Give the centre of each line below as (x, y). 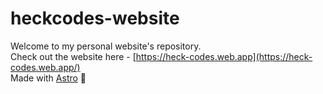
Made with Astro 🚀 (48, 78)
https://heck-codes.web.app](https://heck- (224, 56)
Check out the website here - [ (73, 56)
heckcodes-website (95, 18)
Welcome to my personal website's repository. (106, 46)
